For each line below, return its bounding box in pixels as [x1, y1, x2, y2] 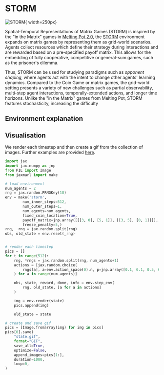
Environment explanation [5, 114, 83, 123]
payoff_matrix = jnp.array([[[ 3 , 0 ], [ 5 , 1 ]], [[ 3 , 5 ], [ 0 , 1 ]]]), [22, 218, 159, 222]
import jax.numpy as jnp [5, 163, 56, 169]
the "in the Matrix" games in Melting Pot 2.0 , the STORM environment [5, 34, 145, 40]
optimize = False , [14, 348, 47, 353]
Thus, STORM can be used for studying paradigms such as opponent [5, 69, 144, 75]
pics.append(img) [14, 303, 49, 308]
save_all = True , [14, 343, 45, 348]
